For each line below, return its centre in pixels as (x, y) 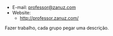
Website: (21, 13)
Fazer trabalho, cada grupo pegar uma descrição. (57, 28)
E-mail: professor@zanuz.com (44, 7)
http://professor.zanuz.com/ (49, 18)
